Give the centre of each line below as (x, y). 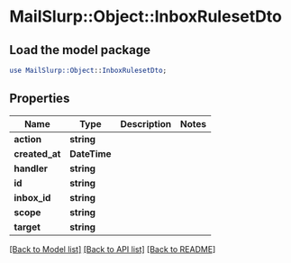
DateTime (90, 153)
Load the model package (80, 50)
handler (31, 168)
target (27, 227)
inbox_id (32, 197)
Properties (40, 99)
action (28, 139)
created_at (37, 153)
